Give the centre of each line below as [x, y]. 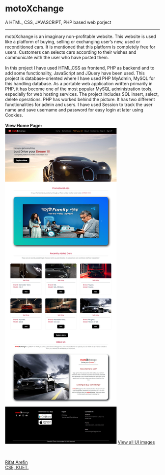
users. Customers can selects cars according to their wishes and [71, 52]
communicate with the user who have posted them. [57, 57]
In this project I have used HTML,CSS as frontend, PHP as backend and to [80, 68]
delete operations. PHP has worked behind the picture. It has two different [80, 99]
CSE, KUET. [17, 467]
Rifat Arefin [16, 462]
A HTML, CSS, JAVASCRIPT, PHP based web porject [58, 22]
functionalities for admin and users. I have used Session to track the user [79, 105]
